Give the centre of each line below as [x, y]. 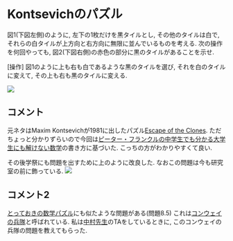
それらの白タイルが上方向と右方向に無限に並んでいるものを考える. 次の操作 [115, 43]
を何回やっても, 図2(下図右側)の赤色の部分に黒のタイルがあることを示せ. [111, 52]
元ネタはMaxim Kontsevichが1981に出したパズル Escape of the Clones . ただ [114, 130]
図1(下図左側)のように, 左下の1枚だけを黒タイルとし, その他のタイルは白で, [113, 35]
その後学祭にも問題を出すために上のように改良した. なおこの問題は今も [109, 162]
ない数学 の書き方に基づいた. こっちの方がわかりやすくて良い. [125, 148]
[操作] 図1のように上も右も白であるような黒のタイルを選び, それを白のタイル [116, 66]
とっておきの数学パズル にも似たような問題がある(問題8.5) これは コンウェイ [115, 213]
